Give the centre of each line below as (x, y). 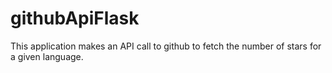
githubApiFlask (75, 18)
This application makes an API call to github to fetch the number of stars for (166, 46)
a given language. (47, 56)
